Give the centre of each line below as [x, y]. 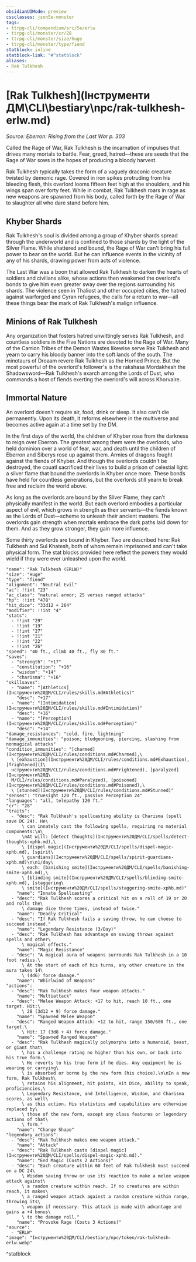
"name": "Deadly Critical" [49, 914]
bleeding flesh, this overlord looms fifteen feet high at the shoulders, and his [98, 184]
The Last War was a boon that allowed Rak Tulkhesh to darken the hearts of [97, 272]
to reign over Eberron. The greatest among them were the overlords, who [94, 442]
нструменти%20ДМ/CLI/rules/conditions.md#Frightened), [80, 770]
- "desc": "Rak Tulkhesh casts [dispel [60, 1150]
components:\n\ [25, 831]
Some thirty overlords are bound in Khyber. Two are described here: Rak [93, 540]
